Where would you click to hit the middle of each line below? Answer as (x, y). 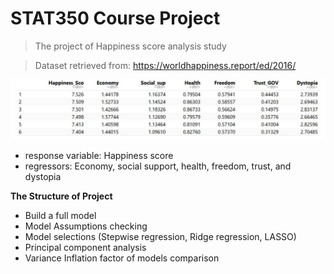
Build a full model (60, 216)
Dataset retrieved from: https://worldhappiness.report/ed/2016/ (165, 65)
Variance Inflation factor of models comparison (122, 258)
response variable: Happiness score (99, 156)
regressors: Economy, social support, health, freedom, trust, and (158, 166)
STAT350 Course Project (115, 18)
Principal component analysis (85, 248)
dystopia (43, 177)
